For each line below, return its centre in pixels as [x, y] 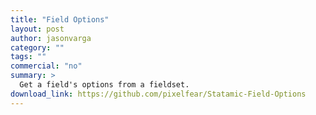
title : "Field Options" [60, 19]
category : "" [37, 47]
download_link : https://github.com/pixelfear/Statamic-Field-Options [158, 94]
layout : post [37, 29]
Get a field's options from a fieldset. [104, 85]
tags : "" [28, 57]
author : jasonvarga [51, 38]
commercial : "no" [46, 66]
